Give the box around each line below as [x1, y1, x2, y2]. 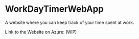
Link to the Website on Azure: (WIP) [5, 29, 77, 35]
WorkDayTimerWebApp [5, 3, 104, 15]
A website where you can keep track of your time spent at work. [5, 19, 135, 25]
